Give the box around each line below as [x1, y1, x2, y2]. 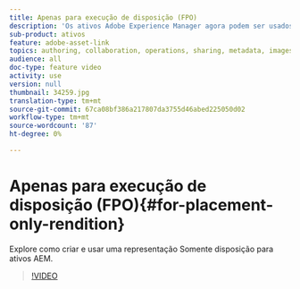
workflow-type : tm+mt [9, 113, 90, 122]
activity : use [9, 72, 62, 81]
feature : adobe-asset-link [9, 38, 110, 47]
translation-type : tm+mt [9, 96, 102, 106]
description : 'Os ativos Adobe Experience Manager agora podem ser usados [9, 21, 294, 30]
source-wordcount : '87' [9, 122, 98, 131]
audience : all [9, 55, 62, 64]
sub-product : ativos [9, 30, 87, 38]
